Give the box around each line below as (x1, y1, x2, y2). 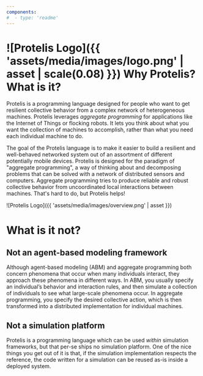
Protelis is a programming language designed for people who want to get (6, 100, 190, 108)
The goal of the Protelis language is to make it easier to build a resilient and (6, 144, 196, 152)
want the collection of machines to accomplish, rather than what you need (6, 126, 194, 133)
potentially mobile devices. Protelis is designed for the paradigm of (6, 157, 175, 165)
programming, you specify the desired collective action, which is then (6, 296, 182, 303)
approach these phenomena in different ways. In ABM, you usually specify (6, 276, 194, 284)
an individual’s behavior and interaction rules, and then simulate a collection (6, 283, 197, 290)
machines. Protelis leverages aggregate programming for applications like (6, 113, 193, 120)
